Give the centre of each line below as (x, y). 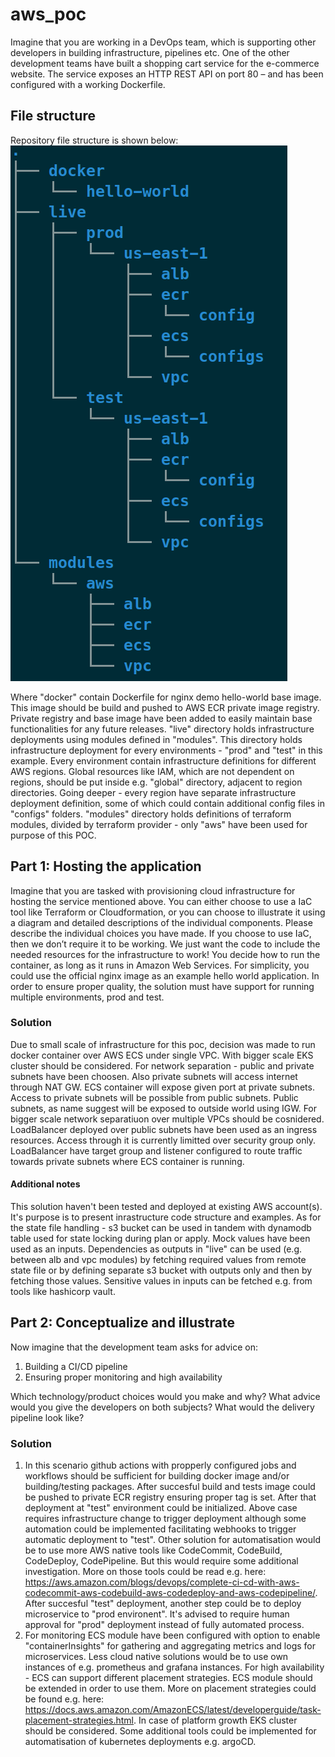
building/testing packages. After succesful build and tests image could (170, 1487)
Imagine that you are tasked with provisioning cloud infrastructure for (153, 890)
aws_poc (48, 14)
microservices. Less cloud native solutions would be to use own (156, 1657)
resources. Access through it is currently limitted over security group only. (163, 1140)
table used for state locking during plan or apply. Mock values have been (160, 1239)
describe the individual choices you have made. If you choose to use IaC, (161, 933)
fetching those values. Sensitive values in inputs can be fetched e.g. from (161, 1281)
